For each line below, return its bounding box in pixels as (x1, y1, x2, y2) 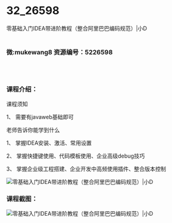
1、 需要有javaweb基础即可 (6, 113, 74, 120)
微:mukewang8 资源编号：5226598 (6, 48, 113, 56)
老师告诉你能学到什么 (6, 126, 60, 133)
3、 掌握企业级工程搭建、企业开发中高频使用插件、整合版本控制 (6, 165, 167, 172)
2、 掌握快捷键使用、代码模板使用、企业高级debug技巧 (6, 152, 145, 159)
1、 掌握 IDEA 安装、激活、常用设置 (6, 139, 92, 147)
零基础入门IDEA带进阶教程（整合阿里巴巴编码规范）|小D (6, 24, 148, 32)
